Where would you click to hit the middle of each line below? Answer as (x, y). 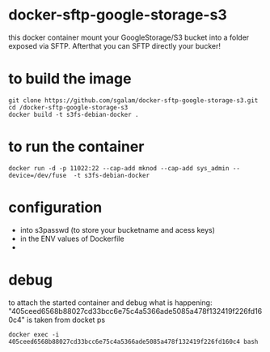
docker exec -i (34, 334)
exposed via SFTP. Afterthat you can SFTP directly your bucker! (114, 45)
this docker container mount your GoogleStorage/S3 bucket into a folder (129, 37)
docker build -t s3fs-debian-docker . (74, 114)
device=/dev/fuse (38, 175)
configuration (55, 208)
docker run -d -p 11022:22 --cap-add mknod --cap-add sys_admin (119, 168)
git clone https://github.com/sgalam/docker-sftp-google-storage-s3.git (133, 100)
